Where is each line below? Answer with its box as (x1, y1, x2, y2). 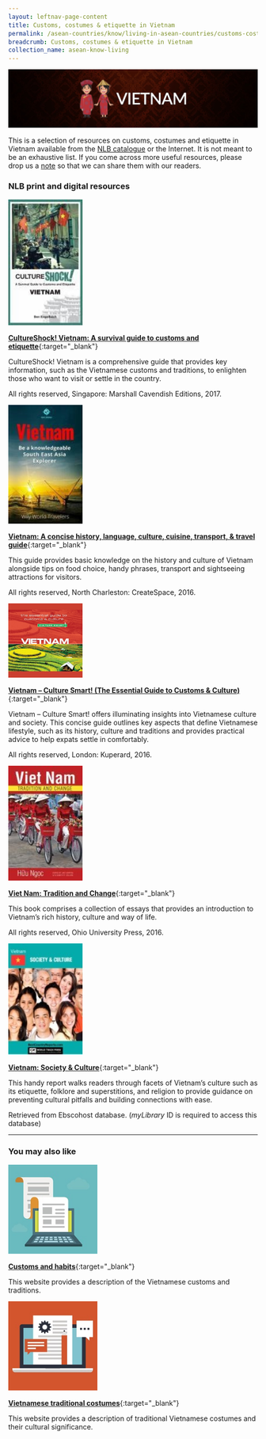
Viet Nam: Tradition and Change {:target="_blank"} (8, 889, 176, 898)
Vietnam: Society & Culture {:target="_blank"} (8, 1063, 159, 1072)
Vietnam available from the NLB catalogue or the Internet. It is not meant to (8, 144, 253, 154)
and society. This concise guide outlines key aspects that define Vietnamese (8, 718, 258, 727)
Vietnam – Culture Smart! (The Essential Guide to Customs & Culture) (8, 685, 240, 695)
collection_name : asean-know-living (8, 46, 129, 55)
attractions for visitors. (8, 572, 82, 581)
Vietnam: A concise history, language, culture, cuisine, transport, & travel (8, 531, 256, 541)
